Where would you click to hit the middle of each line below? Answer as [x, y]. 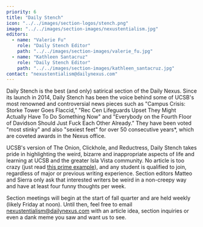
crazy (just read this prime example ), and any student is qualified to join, [96, 167]
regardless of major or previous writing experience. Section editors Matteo [99, 174]
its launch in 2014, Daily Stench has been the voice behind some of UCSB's [100, 97]
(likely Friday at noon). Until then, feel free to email [69, 205]
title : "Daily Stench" [35, 18]
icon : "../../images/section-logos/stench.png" [68, 23]
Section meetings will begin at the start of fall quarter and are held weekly [98, 198]
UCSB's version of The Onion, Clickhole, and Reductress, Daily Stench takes [101, 148]
